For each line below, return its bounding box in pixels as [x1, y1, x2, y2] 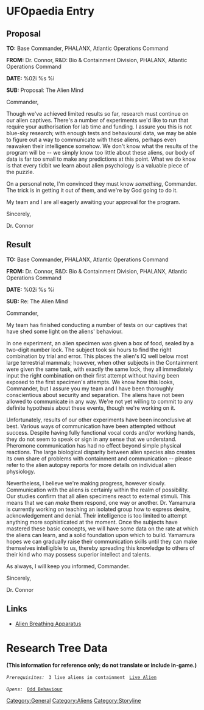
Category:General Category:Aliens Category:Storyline [6, 697, 141, 704]
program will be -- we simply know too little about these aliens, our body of [6, 149, 195, 156]
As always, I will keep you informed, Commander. [6, 562, 130, 570]
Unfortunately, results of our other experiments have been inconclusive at [6, 416, 192, 423]
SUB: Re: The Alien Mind [6, 297, 68, 305]
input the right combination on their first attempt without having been [6, 371, 180, 379]
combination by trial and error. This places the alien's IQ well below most [6, 352, 189, 360]
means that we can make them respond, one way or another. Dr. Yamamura [6, 499, 196, 506]
